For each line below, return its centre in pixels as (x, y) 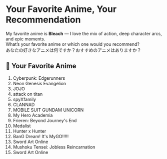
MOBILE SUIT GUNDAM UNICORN (48, 110)
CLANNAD (24, 104)
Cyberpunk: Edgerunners (39, 78)
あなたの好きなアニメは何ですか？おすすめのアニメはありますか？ (73, 50)
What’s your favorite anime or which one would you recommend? (72, 44)
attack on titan (28, 94)
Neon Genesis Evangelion (39, 83)
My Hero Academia (33, 115)
